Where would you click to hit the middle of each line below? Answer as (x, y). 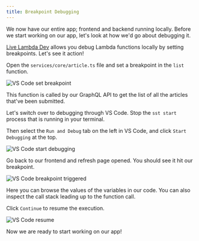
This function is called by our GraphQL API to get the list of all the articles (97, 94)
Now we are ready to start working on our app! (64, 231)
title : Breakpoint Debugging (43, 12)
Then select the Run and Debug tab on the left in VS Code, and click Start (96, 130)
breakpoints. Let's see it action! (45, 53)
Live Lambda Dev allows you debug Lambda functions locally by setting (95, 47)
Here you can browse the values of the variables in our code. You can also (98, 190)
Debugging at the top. (32, 137)
